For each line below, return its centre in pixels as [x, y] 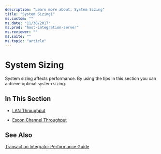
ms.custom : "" [19, 18]
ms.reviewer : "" [21, 32]
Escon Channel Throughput [39, 120]
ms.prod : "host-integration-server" [42, 28]
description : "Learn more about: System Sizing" [55, 9]
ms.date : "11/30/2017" [28, 23]
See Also [19, 135]
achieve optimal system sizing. [36, 83]
